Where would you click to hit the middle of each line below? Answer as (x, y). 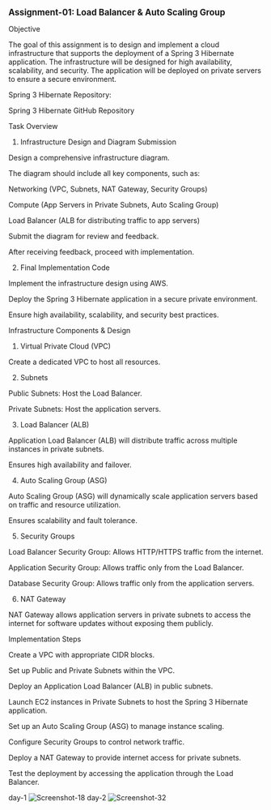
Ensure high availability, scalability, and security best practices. (114, 315)
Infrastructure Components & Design (70, 330)
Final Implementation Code (65, 268)
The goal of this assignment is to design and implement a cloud (114, 45)
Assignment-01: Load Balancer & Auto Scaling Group (117, 13)
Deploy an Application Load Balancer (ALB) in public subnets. (111, 686)
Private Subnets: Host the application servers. (85, 409)
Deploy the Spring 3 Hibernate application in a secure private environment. (133, 299)
